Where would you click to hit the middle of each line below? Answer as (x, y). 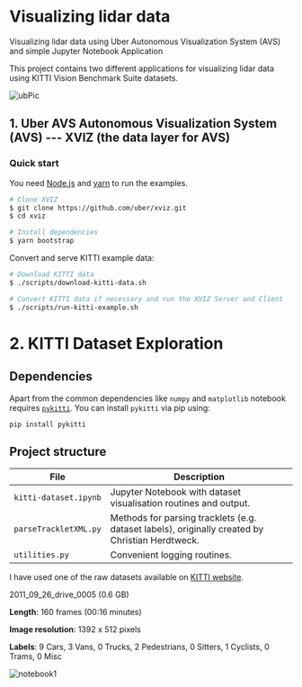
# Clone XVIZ (34, 200)
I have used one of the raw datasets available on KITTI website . (127, 577)
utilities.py (42, 555)
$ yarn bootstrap (42, 241)
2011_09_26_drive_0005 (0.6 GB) (69, 594)
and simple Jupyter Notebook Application (86, 50)
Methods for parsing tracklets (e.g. (183, 518)
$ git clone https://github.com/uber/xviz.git (98, 208)
